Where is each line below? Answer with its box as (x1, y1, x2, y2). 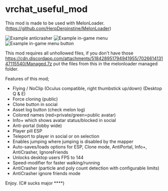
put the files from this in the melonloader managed (53, 60, 158, 66)
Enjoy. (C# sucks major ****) (5, 180, 65, 186)
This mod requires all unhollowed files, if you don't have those (5, 50, 134, 56)
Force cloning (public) (12, 96, 58, 102)
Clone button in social (12, 101, 58, 107)
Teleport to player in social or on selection (12, 133, 99, 139)
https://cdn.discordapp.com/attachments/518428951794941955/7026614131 (5, 55, 163, 61)
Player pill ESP (12, 127, 43, 133)
